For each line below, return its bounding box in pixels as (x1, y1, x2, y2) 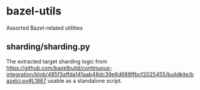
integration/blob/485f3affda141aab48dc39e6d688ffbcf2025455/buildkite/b (6, 71, 195, 78)
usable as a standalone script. (47, 77, 123, 84)
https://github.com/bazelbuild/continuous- (6, 64, 112, 71)
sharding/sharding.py (6, 42, 91, 52)
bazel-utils (6, 4, 62, 18)
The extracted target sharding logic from (6, 57, 108, 65)
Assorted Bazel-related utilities (6, 24, 83, 31)
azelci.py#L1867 (6, 77, 47, 84)
